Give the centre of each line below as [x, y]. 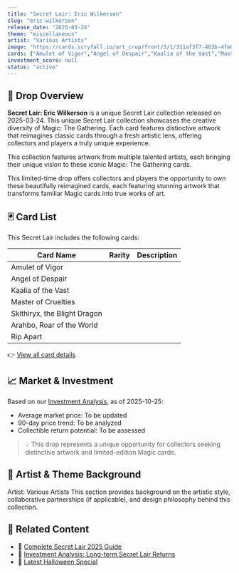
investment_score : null [43, 61]
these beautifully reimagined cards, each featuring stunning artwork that [114, 186]
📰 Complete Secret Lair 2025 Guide [70, 547]
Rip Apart [27, 337]
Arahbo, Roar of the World [54, 325]
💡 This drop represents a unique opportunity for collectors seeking [122, 444]
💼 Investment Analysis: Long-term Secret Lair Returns [96, 554]
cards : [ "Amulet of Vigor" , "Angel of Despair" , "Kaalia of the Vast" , [113, 54]
